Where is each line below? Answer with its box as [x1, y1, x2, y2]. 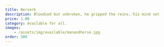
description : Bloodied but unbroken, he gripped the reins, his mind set [5, 12, 160, 17]
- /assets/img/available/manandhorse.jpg [14, 30, 100, 35]
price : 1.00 [5, 16, 30, 21]
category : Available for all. [5, 21, 67, 26]
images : [5, 25, 21, 30]
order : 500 [5, 35, 28, 40]
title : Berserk [5, 7, 36, 12]
